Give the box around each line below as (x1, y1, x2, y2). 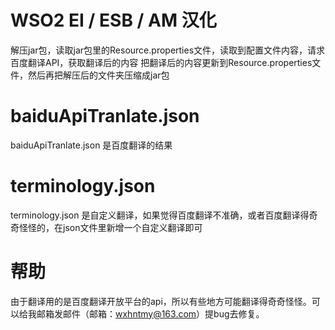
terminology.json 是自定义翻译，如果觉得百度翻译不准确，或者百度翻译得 (10, 209, 310, 221)
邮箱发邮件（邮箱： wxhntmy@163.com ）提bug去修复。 (36, 307, 265, 320)
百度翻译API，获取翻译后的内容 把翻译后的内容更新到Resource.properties (10, 56, 313, 68)
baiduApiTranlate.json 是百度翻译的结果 (10, 139, 173, 151)
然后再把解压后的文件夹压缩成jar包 (27, 69, 170, 81)
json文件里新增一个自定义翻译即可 (62, 221, 203, 233)
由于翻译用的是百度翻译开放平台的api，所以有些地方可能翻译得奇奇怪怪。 (10, 295, 312, 307)
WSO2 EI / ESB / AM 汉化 (10, 9, 217, 32)
